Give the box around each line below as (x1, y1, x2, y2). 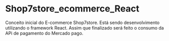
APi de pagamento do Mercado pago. (5, 30, 83, 36)
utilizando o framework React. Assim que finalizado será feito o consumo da (5, 24, 164, 30)
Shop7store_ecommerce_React (5, 3, 140, 14)
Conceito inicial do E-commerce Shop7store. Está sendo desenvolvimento (5, 19, 160, 25)
